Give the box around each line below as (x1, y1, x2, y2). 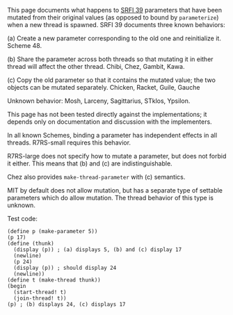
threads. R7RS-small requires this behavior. (7, 138, 131, 147)
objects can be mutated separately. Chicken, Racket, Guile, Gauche (7, 83, 200, 91)
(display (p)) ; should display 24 (13, 264, 117, 271)
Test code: (7, 215, 38, 223)
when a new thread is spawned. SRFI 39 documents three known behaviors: (7, 21, 226, 29)
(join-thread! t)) (13, 295, 67, 302)
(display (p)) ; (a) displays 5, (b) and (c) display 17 (13, 246, 182, 253)
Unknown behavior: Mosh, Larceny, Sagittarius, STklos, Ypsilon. (7, 97, 191, 105)
